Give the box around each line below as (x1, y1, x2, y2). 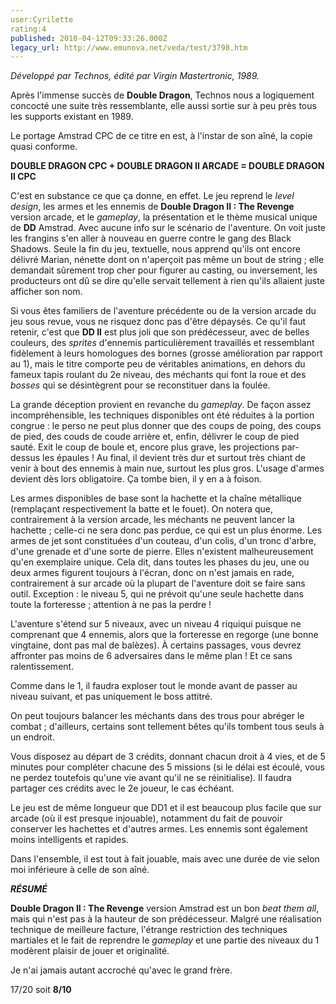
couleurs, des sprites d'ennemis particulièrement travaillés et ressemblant (10, 337, 315, 349)
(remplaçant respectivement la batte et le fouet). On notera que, (10, 503, 274, 515)
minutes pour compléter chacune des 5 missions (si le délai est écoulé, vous (10, 761, 325, 773)
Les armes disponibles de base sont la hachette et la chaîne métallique (10, 492, 303, 505)
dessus (10, 452, 41, 464)
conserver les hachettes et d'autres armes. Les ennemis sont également (10, 823, 308, 835)
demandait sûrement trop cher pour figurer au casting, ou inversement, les (10, 264, 318, 276)
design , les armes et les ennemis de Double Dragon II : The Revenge (10, 201, 295, 213)
